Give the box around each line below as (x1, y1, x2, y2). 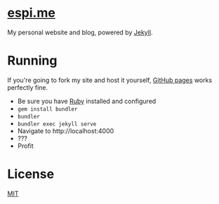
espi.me (7, 5, 56, 21)
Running (7, 53, 58, 69)
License (7, 166, 55, 182)
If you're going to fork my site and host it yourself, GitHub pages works (7, 76, 213, 84)
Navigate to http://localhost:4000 (17, 126, 114, 135)
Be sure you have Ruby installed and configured (17, 97, 157, 105)
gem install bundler (17, 105, 78, 113)
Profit (17, 142, 34, 150)
